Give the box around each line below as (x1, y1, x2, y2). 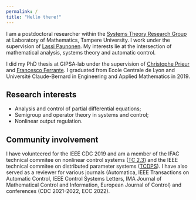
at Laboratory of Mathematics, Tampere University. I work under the (6, 36, 170, 43)
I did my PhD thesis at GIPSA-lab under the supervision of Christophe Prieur (6, 60, 190, 67)
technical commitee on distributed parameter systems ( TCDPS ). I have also (6, 162, 188, 170)
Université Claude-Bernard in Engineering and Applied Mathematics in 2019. (6, 73, 191, 80)
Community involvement (6, 134, 99, 144)
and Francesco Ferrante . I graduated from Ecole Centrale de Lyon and (6, 66, 175, 73)
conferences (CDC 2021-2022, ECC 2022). (6, 188, 110, 195)
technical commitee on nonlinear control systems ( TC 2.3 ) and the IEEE (6, 157, 178, 164)
